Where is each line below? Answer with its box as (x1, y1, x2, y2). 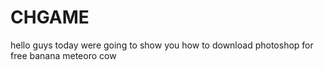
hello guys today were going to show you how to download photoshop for (10, 39, 314, 51)
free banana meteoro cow (10, 49, 117, 61)
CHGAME (10, 6, 90, 29)
